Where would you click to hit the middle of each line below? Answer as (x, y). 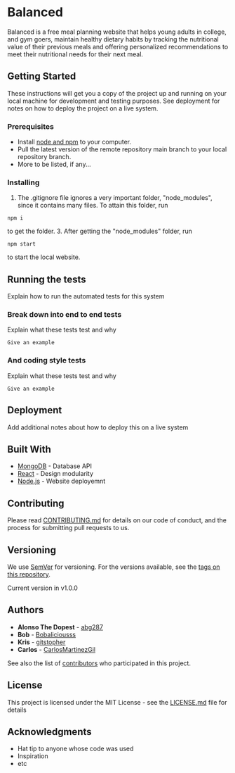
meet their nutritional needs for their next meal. (75, 54)
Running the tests (47, 279)
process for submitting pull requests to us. (68, 528)
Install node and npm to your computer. (74, 142)
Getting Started (42, 76)
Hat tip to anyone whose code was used (75, 749)
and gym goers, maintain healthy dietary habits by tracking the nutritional (113, 39)
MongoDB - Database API (55, 466)
